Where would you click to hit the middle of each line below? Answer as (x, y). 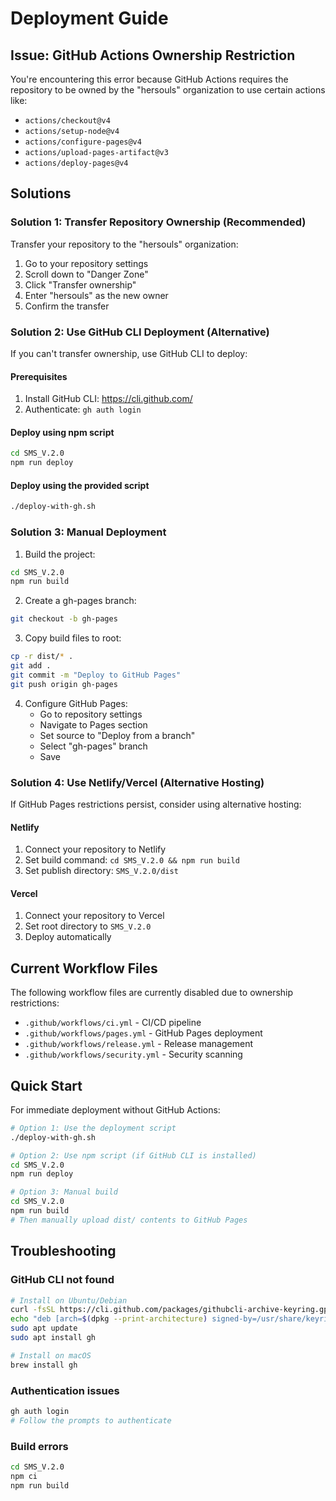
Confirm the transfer (67, 306)
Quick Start (46, 1085)
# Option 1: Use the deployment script (93, 1128)
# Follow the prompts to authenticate (91, 1420)
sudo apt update (44, 1328)
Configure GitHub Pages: (76, 703)
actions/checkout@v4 (67, 121)
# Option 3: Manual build (64, 1192)
